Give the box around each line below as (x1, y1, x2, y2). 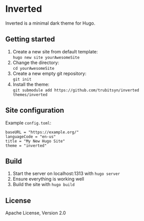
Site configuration (5, 106, 65, 115)
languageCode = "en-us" (5, 134, 56, 139)
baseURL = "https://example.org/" (5, 129, 79, 135)
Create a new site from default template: (12, 48, 98, 54)
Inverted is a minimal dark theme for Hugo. (5, 20, 96, 26)
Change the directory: (12, 59, 59, 66)
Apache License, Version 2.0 (5, 210, 66, 216)
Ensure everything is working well (12, 176, 85, 182)
